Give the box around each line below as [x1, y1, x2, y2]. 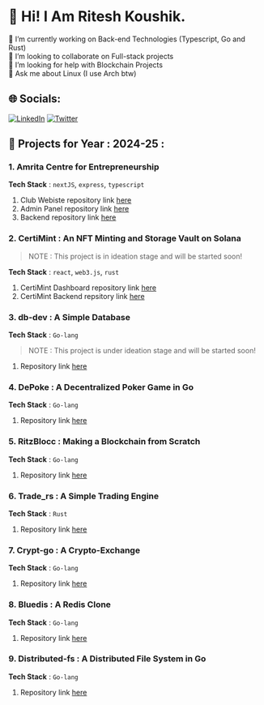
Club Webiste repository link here [19, 195, 132, 205]
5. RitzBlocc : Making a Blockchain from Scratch [8, 436, 201, 447]
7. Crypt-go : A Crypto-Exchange [8, 545, 140, 556]
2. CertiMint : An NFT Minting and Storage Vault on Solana [8, 233, 241, 244]
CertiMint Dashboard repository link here [19, 283, 157, 293]
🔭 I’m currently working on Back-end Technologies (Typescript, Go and [8, 34, 245, 44]
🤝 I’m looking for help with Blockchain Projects [8, 60, 164, 70]
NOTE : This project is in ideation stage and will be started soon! [28, 251, 243, 261]
